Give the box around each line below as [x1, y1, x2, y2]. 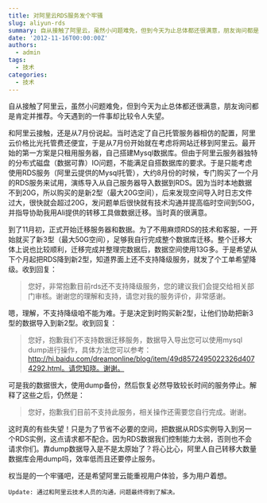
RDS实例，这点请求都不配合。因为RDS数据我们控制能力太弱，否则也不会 [14, 434, 253, 443]
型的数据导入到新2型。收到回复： [8, 318, 118, 327]
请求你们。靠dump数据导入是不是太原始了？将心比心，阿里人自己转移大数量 [8, 443, 257, 454]
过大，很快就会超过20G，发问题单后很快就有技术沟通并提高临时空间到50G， [8, 197, 259, 207]
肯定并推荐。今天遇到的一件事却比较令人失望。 [14, 111, 168, 120]
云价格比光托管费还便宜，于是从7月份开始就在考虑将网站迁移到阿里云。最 [8, 138, 249, 147]
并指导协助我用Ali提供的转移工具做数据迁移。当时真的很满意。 [8, 208, 212, 217]
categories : [8, 71, 48, 79]
